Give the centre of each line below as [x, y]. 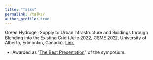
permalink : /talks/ [25, 14]
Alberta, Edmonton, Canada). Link [39, 43]
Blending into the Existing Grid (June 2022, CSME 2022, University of [76, 38]
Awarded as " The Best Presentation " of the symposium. [69, 52]
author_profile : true [27, 19]
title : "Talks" [21, 10]
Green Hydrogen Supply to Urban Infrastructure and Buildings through [76, 33]
